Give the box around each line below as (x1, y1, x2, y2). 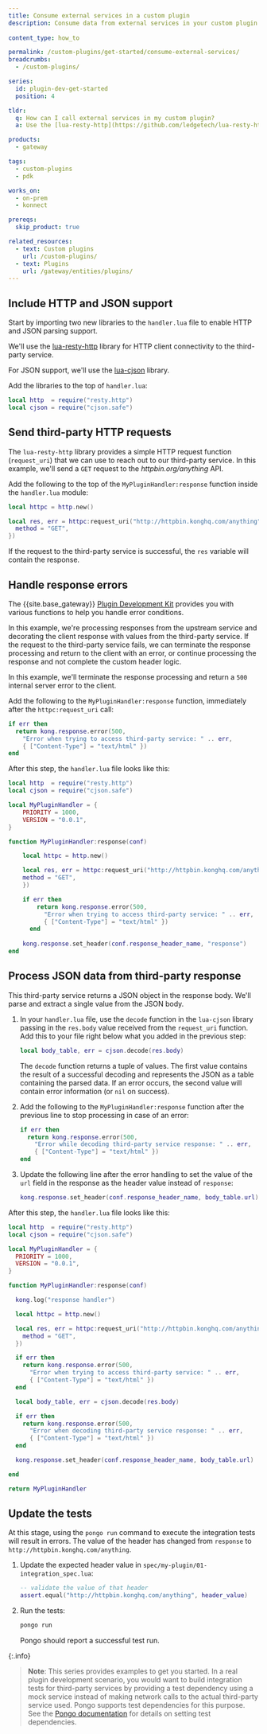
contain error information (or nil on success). (19, 1086, 170, 1096)
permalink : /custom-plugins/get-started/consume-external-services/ (8, 49, 240, 57)
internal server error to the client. (8, 680, 117, 690)
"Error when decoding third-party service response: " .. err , (29, 1427, 244, 1435)
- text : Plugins (15, 259, 69, 267)
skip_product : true (15, 224, 80, 232)
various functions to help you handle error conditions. (8, 607, 184, 617)
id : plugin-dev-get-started (15, 84, 109, 92)
